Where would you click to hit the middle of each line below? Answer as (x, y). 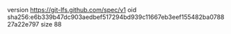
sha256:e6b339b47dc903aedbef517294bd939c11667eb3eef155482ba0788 (116, 17)
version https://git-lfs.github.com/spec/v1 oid (72, 10)
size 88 (51, 24)
